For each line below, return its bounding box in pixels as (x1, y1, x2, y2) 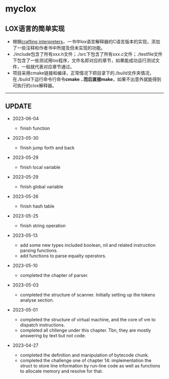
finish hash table (20, 203, 54, 209)
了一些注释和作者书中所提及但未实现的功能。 (12, 45, 106, 51)
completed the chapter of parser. (20, 272, 89, 278)
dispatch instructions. (20, 322, 65, 328)
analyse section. (20, 297, 54, 303)
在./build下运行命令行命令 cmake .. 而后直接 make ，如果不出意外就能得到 (12, 76, 162, 82)
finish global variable (20, 183, 64, 190)
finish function (20, 125, 50, 131)
